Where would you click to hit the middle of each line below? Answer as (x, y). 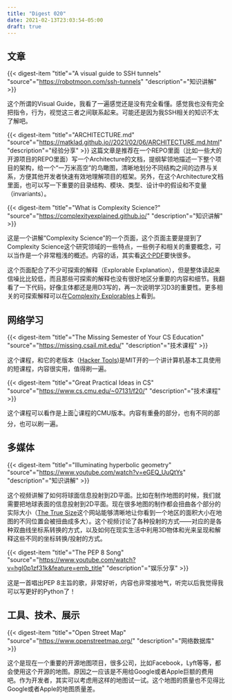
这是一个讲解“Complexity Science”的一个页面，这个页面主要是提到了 (105, 238)
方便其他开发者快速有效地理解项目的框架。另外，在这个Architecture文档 (122, 177)
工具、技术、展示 (43, 615)
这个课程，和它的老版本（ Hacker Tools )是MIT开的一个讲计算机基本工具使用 (114, 360)
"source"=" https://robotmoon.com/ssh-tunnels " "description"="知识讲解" (112, 82)
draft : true (24, 26)
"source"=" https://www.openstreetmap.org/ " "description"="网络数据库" (111, 640)
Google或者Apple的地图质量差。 (53, 689)
